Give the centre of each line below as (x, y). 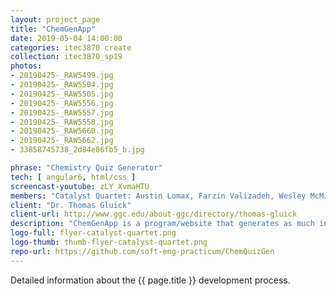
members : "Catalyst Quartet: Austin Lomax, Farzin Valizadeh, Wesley (158, 196)
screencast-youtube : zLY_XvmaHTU (80, 186)
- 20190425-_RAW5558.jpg (62, 122)
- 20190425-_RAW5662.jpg (62, 141)
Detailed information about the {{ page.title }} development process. (150, 280)
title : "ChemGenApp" (53, 29)
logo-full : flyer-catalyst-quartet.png (93, 233)
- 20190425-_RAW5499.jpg (62, 76)
